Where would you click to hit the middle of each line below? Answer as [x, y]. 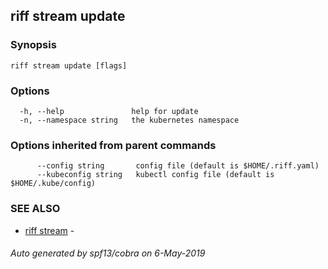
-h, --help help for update [109, 111]
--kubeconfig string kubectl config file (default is [155, 175]
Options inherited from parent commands [113, 145]
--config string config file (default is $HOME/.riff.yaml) [178, 166]
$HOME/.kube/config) [53, 184]
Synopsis [33, 45]
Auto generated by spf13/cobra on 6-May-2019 [108, 253]
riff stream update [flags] [69, 65]
